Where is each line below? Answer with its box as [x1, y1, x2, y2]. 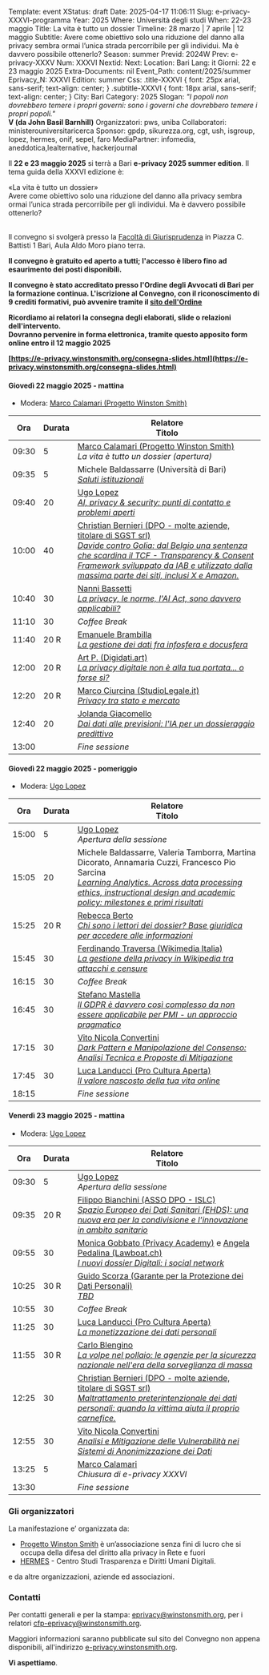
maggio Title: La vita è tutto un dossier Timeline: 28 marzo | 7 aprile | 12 [8, 24, 244, 33]
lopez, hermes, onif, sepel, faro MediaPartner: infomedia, [8, 135, 196, 143]
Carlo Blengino [77, 1339, 134, 1351]
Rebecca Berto [77, 910, 134, 921]
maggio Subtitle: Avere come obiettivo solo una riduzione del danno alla [8, 32, 245, 42]
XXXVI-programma [8, 15, 71, 25]
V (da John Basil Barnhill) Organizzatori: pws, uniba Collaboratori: [8, 118, 227, 127]
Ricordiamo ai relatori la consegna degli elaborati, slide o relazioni [8, 312, 231, 322]
